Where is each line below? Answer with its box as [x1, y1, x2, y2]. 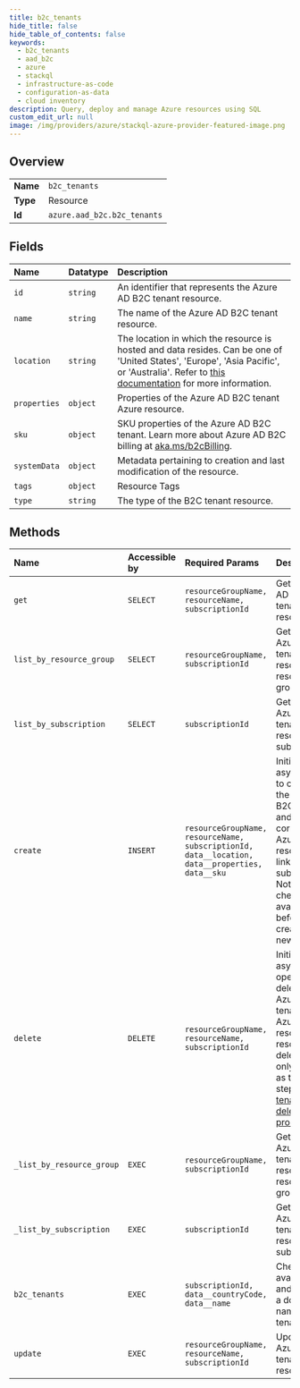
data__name [184, 1299, 231, 1308]
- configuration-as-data [17, 88, 110, 97]
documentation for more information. [117, 377, 272, 389]
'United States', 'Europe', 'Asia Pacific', [117, 354, 280, 367]
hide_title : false [9, 21, 78, 30]
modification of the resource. [117, 465, 239, 478]
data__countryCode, [184, 1290, 268, 1299]
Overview [9, 154, 65, 170]
